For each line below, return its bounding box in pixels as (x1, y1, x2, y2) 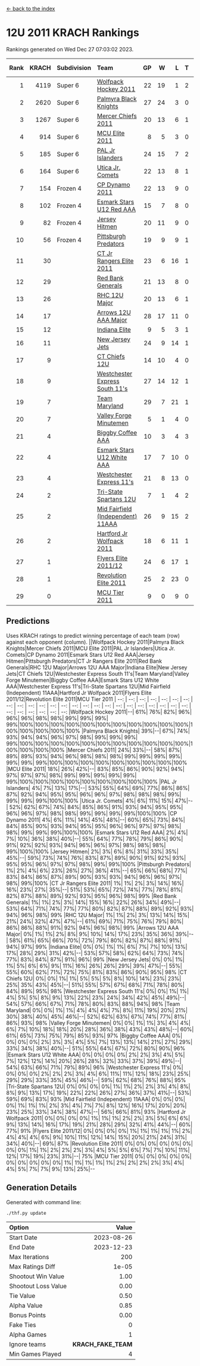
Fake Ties (9, 1321, 37, 1329)
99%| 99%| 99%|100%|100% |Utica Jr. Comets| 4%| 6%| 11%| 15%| (6, 797, 174, 804)
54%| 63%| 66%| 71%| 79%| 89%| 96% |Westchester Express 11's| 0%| (6, 1064, 183, 1071)
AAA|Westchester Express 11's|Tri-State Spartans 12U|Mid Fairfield (6, 682, 171, 690)
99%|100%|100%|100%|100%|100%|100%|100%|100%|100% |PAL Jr (6, 778, 177, 785)
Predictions (6, 616, 50, 626)
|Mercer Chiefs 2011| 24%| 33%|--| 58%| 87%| (65, 746, 182, 754)
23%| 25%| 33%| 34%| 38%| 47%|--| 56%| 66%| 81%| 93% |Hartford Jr (6, 1108, 186, 1115)
